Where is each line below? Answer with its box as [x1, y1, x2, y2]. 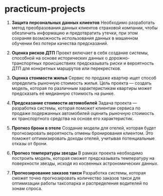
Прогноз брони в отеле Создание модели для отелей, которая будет [11, 125, 156, 131]
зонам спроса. [11, 185, 42, 191]
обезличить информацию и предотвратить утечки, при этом [11, 30, 138, 36]
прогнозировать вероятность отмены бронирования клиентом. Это [11, 130, 154, 136]
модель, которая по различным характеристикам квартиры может [11, 85, 152, 91]
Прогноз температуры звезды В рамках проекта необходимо [11, 150, 143, 156]
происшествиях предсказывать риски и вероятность [42, 60, 154, 66]
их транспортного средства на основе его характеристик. [11, 115, 134, 121]
